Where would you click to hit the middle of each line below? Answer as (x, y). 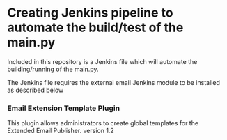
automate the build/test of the (95, 28)
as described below (36, 90)
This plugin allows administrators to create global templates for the (103, 123)
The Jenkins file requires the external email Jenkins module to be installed (114, 82)
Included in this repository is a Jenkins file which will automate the (102, 61)
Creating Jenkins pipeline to (90, 13)
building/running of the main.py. (53, 69)
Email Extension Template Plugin (64, 108)
